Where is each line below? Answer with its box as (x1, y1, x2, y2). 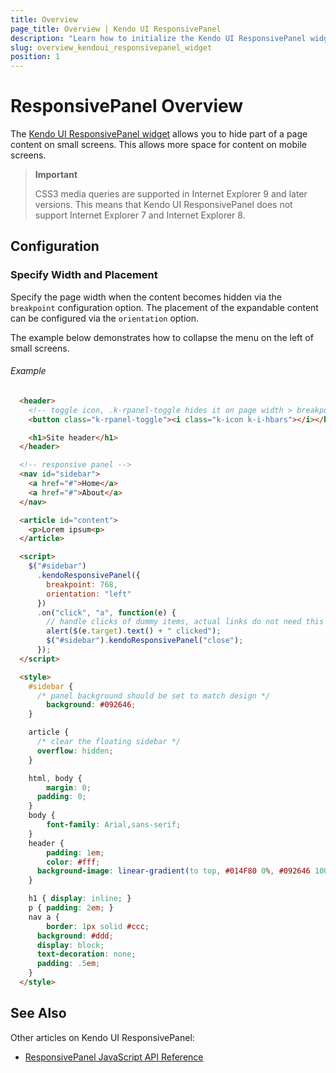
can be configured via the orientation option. (10, 312, 200, 324)
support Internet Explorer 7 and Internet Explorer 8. (34, 209, 246, 221)
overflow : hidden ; (36, 746, 114, 756)
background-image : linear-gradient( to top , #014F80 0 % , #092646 (36, 866, 311, 876)
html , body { (28, 773, 83, 783)
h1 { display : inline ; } (28, 894, 132, 904)
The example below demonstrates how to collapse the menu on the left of (10, 331, 314, 343)
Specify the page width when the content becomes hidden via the (10, 291, 282, 303)
